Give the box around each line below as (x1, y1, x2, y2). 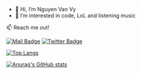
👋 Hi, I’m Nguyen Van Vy (15, 6, 76, 13)
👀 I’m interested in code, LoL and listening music (15, 12, 136, 19)
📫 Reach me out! (6, 24, 50, 31)
